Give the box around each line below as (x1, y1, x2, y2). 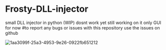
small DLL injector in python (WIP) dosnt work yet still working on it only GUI (5, 20, 162, 25)
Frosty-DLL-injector (5, 3, 88, 15)
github (5, 30, 18, 36)
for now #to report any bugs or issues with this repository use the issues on (5, 25, 160, 30)
